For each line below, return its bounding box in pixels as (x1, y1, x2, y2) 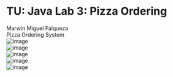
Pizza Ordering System (6, 31, 64, 38)
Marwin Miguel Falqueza (6, 24, 69, 32)
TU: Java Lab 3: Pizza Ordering (6, 4, 167, 18)
